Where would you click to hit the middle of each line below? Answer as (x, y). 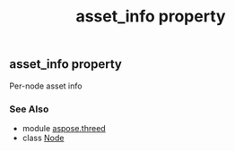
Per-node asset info (46, 86)
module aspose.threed (64, 128)
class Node (43, 138)
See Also (29, 109)
